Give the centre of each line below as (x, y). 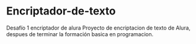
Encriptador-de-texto (61, 11)
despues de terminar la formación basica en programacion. (80, 34)
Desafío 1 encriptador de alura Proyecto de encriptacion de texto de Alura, (99, 28)
